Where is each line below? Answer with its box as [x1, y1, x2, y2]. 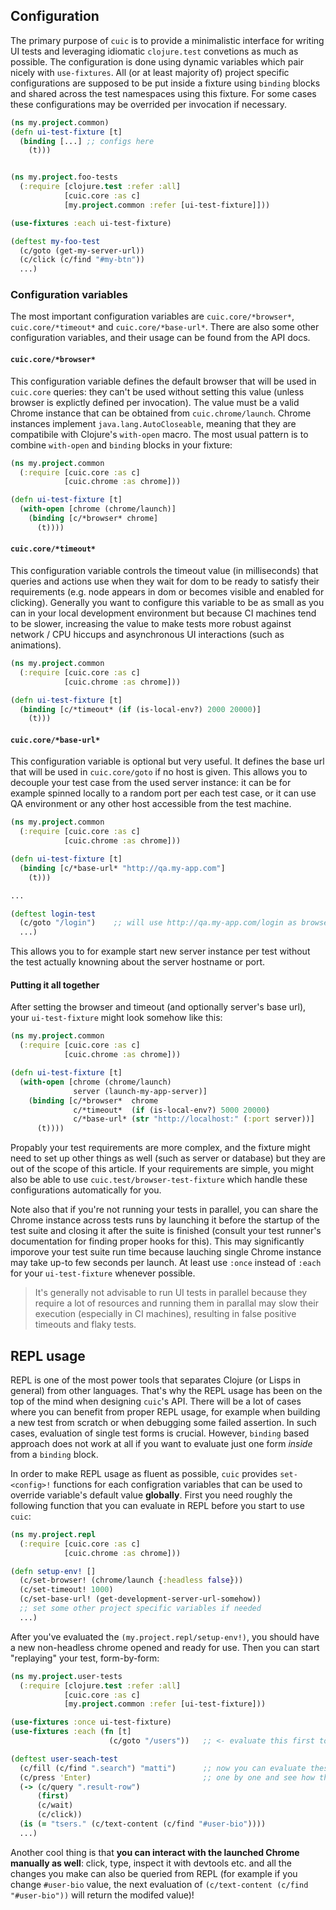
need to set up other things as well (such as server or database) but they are [10, 1152, 326, 1164]
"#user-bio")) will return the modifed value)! [10, 1889, 195, 1901]
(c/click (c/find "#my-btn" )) [19, 255, 145, 265]
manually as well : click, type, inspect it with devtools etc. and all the [10, 1857, 292, 1869]
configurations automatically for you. [10, 1184, 162, 1196]
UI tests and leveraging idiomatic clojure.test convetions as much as [10, 45, 299, 57]
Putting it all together [10, 979, 100, 991]
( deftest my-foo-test [10, 236, 101, 246]
